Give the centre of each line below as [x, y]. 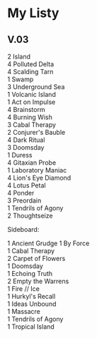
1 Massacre [24, 311]
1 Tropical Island [31, 327]
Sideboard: [23, 229]
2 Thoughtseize [30, 216]
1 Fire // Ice [24, 289]
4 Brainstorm [26, 109]
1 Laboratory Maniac [37, 170]
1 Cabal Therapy [31, 251]
